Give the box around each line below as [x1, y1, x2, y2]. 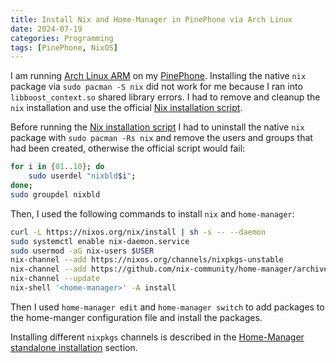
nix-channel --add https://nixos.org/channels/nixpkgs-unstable [10, 255, 284, 265]
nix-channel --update [10, 274, 101, 284]
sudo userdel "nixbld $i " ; [28, 171, 137, 181]
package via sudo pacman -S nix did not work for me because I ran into [10, 81, 303, 93]
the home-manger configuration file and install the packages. [10, 311, 263, 323]
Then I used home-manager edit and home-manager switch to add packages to [10, 301, 325, 313]
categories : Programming [10, 33, 114, 43]
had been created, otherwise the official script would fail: [10, 142, 246, 155]
